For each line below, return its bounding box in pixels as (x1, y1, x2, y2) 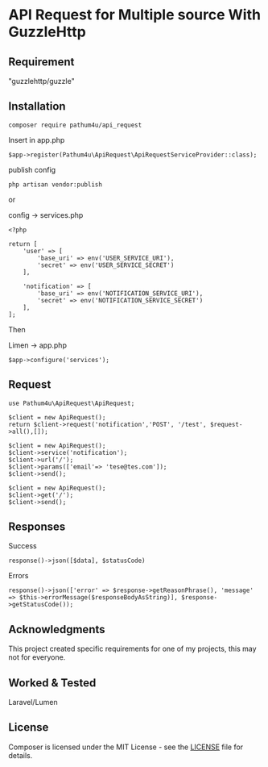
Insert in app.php (8, 135, 65, 144)
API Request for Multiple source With (8, 6, 262, 24)
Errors (8, 571, 29, 581)
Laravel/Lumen (8, 698, 58, 707)
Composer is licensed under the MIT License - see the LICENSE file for (8, 742, 244, 752)
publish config (8, 165, 56, 174)
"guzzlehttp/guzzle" (8, 77, 75, 85)
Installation (8, 99, 66, 114)
